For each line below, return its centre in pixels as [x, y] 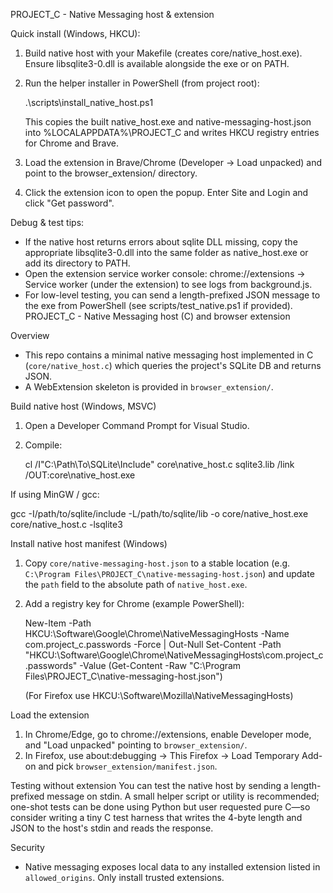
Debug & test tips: [47, 222]
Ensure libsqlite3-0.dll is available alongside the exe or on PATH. [157, 63]
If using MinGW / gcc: [55, 494]
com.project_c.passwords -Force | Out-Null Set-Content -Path [153, 644]
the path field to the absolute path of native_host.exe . [136, 584]
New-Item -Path [58, 623]
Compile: [43, 445]
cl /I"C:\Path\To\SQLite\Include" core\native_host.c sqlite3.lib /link [159, 464]
